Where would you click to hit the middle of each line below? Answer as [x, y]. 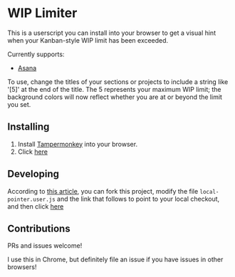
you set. [19, 104]
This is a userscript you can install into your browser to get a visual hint [111, 33]
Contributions [39, 228]
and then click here [36, 206]
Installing [28, 127]
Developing [33, 174]
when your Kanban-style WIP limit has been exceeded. [88, 40]
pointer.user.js [31, 199]
